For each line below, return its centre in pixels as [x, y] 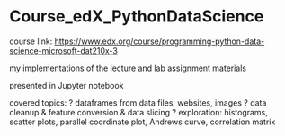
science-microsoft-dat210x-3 [64, 50]
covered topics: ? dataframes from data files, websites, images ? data [138, 102]
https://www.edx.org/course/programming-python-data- [160, 41]
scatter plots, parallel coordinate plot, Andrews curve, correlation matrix [142, 122]
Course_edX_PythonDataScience [137, 17]
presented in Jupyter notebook [67, 85]
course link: [31, 41]
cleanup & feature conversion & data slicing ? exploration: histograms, [138, 112]
